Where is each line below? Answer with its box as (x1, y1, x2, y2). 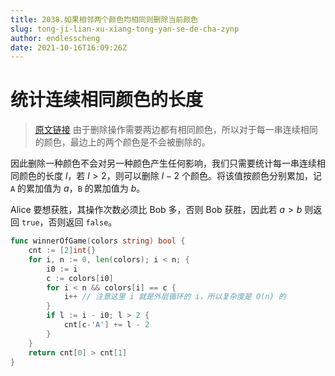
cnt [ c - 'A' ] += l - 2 (63, 320, 150, 330)
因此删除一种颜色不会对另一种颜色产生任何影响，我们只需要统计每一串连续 (10, 157, 317, 170)
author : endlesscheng (10, 33, 101, 43)
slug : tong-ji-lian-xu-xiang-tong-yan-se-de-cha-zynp (10, 24, 240, 34)
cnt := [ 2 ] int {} (28, 246, 97, 256)
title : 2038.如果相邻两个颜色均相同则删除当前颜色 (10, 14, 198, 25)
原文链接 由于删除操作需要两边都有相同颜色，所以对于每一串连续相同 (34, 124, 318, 136)
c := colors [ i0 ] (46, 273, 114, 283)
